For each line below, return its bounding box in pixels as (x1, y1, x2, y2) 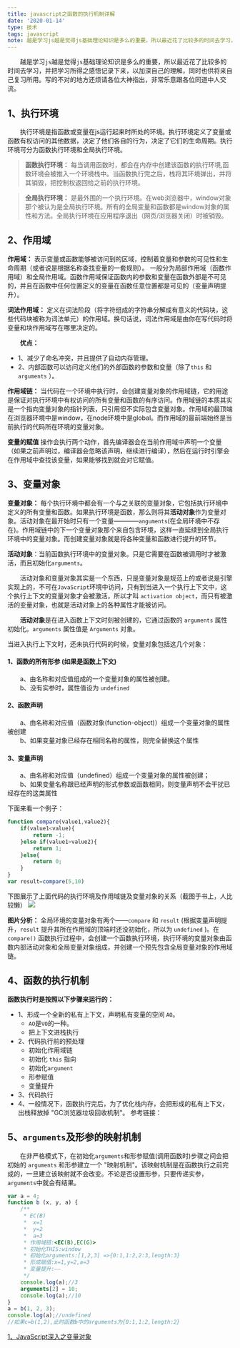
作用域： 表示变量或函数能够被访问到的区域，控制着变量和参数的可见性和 (7, 254, 222, 263)
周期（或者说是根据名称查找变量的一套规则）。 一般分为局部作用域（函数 (13, 263, 225, 272)
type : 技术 (7, 24, 38, 31)
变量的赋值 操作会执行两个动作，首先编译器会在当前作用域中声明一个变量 (7, 437, 222, 446)
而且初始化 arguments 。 (19, 558, 87, 567)
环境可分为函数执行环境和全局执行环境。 (7, 145, 126, 154)
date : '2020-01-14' (7, 17, 66, 24)
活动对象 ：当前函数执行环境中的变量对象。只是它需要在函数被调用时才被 (7, 549, 220, 558)
